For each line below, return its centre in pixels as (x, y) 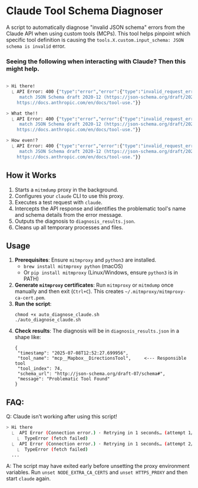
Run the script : (33, 304)
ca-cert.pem (29, 298)
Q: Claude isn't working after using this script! (62, 417)
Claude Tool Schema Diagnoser (85, 11)
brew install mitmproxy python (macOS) (73, 266)
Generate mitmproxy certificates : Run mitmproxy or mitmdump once (94, 285)
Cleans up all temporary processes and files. (69, 227)
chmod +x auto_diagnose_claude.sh (57, 315)
